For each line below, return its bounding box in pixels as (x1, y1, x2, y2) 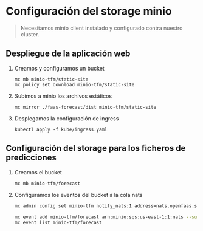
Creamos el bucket (14, 168, 62, 176)
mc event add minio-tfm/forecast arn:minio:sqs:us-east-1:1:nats (14, 214, 184, 220)
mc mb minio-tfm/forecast (14, 181, 80, 187)
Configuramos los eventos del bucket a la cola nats (14, 191, 143, 199)
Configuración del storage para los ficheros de (5, 143, 186, 153)
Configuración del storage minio (5, 4, 172, 18)
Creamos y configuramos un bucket (14, 64, 105, 72)
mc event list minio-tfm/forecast (14, 220, 102, 226)
